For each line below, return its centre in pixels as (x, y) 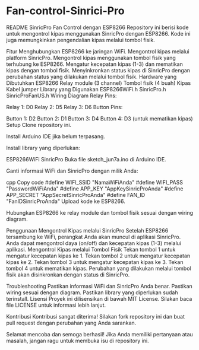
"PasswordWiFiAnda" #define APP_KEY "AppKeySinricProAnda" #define (95, 189)
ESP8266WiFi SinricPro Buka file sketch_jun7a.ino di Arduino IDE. (86, 159)
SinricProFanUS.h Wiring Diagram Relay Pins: (61, 96)
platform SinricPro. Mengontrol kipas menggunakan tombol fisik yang (91, 58)
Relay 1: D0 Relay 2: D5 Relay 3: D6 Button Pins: (64, 107)
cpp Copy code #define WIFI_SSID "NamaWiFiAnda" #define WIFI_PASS (94, 182)
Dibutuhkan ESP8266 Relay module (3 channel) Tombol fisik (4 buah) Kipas (99, 83)
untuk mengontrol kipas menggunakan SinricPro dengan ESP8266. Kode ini (99, 33)
